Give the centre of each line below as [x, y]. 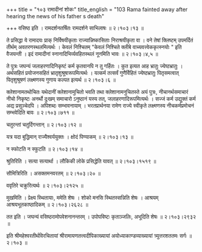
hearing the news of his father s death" [55, 16]
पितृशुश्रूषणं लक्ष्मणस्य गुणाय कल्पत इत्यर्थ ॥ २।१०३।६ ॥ [61, 80]
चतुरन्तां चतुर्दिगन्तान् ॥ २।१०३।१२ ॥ [44, 124]
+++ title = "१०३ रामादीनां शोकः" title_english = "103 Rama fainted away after [97, 9]
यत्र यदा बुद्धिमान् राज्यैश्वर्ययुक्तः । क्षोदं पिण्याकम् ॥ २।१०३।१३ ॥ [70, 137]
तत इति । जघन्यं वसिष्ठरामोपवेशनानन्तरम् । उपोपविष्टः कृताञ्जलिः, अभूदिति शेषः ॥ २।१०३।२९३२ [101, 217]
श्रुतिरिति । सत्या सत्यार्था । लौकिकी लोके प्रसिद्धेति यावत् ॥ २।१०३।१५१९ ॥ [81, 161]
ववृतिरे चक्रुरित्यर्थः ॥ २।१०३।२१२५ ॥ [45, 185]
